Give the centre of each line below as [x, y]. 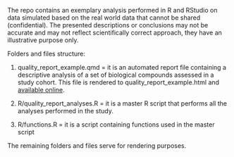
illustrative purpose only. [43, 40]
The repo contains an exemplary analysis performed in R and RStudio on [112, 10]
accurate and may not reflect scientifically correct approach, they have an [115, 32]
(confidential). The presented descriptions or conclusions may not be [108, 25]
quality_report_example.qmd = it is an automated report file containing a [122, 67]
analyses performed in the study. [66, 111]
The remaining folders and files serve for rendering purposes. [97, 146]
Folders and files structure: [47, 54]
